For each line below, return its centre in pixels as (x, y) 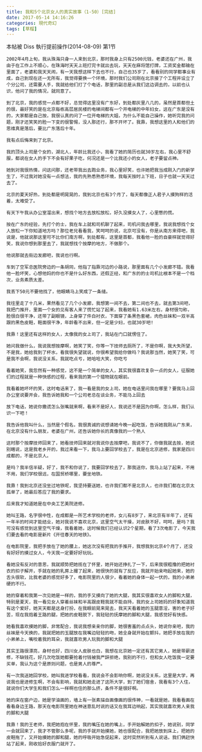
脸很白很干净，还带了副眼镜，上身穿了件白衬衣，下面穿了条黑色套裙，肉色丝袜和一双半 (98, 317)
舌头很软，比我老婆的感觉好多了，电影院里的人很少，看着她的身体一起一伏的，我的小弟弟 (100, 577)
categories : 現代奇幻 (32, 23)
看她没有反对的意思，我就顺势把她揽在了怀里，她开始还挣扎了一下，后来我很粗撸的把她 (98, 565)
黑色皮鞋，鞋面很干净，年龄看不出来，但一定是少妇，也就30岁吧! (84, 323)
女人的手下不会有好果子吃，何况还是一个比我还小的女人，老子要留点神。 (105, 159)
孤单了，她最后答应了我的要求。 (40, 492)
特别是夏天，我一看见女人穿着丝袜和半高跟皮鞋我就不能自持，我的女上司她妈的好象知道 (98, 602)
